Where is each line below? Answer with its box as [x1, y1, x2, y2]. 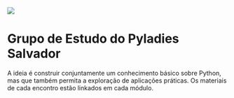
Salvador [7, 45, 61, 62]
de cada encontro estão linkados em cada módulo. [7, 83, 154, 92]
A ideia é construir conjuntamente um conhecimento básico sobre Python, [7, 69, 222, 77]
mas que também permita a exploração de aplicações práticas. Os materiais [7, 76, 227, 85]
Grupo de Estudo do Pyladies [7, 31, 180, 47]
